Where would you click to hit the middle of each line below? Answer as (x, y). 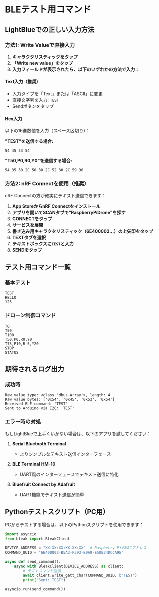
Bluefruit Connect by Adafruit (44, 484)
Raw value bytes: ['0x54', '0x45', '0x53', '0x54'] (60, 400)
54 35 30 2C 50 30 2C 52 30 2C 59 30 (44, 170)
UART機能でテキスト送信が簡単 (52, 494)
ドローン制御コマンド (31, 316)
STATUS (12, 352)
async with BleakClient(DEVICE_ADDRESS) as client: (69, 566)
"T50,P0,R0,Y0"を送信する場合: (39, 161)
